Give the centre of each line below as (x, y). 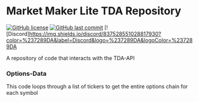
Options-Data (26, 73)
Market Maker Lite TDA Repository (94, 11)
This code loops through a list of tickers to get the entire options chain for (97, 86)
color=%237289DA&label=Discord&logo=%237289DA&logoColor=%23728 (99, 40)
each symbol (22, 93)
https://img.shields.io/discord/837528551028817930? (95, 33)
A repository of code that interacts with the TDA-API (70, 58)
